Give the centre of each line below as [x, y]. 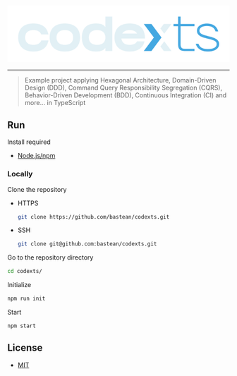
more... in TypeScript [55, 103]
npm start [22, 326]
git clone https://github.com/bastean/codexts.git [93, 217]
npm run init [26, 299]
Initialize [19, 285]
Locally [20, 174]
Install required [29, 142]
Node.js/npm [36, 156]
